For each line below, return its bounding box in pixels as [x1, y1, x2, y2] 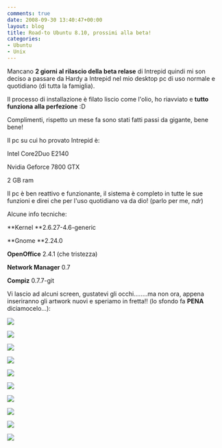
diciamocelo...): [7, 304, 51, 312]
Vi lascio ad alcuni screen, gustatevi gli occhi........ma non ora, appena [7, 290, 204, 298]
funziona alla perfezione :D [7, 102, 86, 110]
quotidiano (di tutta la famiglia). [7, 82, 95, 90]
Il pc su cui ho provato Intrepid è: [7, 136, 101, 144]
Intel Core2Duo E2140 [7, 149, 69, 158]
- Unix [7, 49, 26, 56]
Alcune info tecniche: [7, 210, 67, 218]
